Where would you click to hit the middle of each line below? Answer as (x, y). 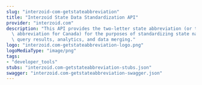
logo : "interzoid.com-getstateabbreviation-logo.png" (75, 45)
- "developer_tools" (32, 62)
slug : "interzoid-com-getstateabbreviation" (63, 12)
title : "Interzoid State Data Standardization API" (72, 17)
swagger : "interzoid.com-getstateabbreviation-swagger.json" (84, 73)
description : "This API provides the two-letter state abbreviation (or (99, 28)
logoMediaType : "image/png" (41, 51)
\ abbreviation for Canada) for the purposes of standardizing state (100, 34)
